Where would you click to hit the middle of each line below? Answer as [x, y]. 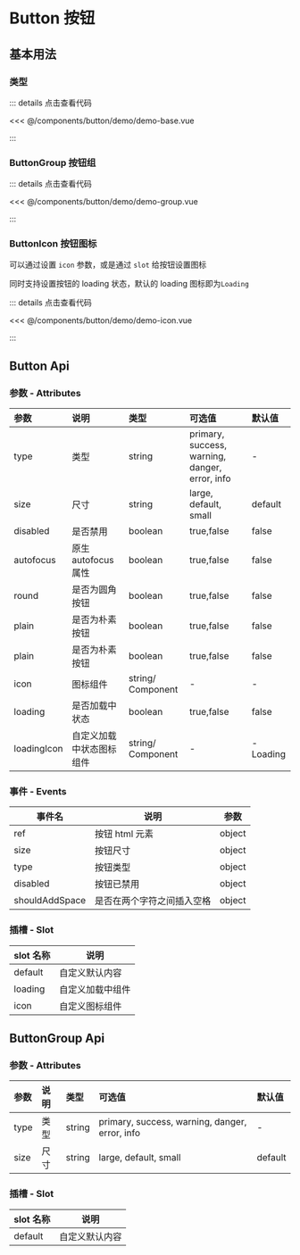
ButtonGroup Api [57, 1039]
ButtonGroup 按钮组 [53, 162]
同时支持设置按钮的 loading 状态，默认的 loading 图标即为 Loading [129, 284]
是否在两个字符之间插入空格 [153, 901]
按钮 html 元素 [124, 834]
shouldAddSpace [50, 901]
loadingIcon [39, 749]
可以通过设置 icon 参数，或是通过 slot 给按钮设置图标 [108, 265]
